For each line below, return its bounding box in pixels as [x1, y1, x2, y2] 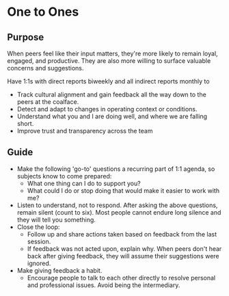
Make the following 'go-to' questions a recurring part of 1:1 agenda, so [16, 165, 215, 173]
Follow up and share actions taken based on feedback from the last [27, 230, 217, 238]
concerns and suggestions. [7, 64, 84, 72]
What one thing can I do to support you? [27, 179, 142, 187]
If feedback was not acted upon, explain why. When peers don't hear [27, 244, 222, 253]
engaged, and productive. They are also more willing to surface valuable [7, 57, 211, 65]
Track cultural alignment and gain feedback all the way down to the [16, 90, 206, 98]
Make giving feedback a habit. [16, 266, 103, 274]
